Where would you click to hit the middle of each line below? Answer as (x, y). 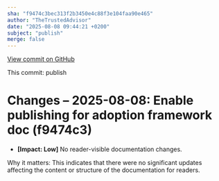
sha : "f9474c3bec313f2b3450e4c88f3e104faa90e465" (80, 14)
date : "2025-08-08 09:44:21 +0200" (59, 26)
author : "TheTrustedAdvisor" (49, 20)
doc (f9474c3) (50, 130)
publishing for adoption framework (110, 115)
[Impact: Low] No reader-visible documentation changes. (99, 149)
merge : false (26, 40)
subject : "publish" (35, 33)
